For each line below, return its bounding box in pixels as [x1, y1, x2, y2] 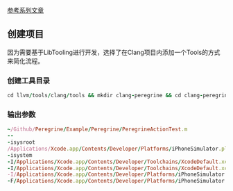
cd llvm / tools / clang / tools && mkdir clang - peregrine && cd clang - [7, 92, 203, 99]
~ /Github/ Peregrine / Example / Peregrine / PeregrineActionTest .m [7, 126, 188, 133]
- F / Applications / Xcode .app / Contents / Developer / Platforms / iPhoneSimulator [7, 178, 225, 185]
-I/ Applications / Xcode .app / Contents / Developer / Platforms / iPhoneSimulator [7, 171, 225, 178]
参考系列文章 [7, 6, 44, 14]
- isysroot [7, 139, 36, 146]
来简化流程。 [7, 56, 44, 65]
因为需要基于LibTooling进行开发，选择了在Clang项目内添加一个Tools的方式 [7, 48, 221, 56]
